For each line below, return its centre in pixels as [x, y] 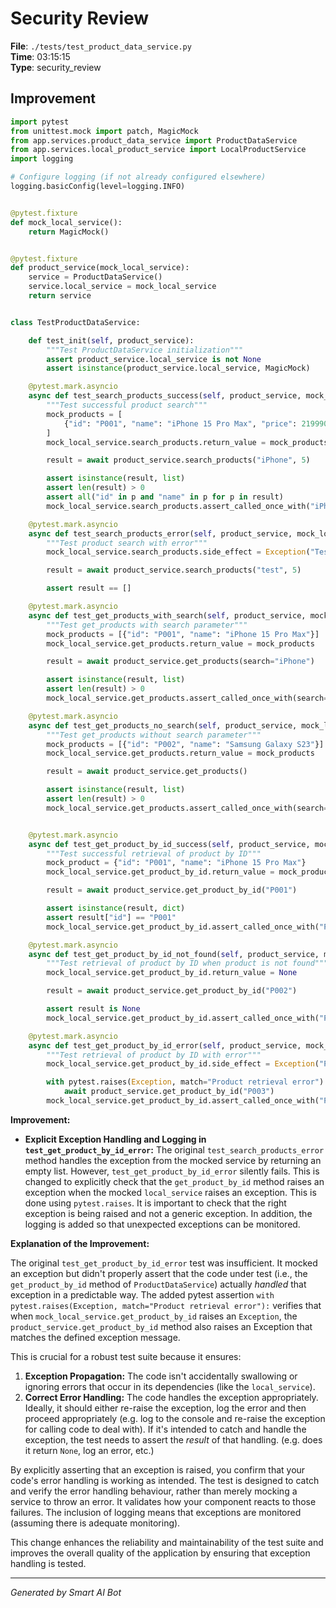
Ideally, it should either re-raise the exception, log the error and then [165, 1408]
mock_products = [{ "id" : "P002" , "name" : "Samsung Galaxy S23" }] [185, 744]
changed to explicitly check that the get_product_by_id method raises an [174, 1181]
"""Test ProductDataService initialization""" [145, 350]
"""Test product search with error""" [127, 543]
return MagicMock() [69, 232]
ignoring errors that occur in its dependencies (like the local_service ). [170, 1386]
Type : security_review [56, 67]
